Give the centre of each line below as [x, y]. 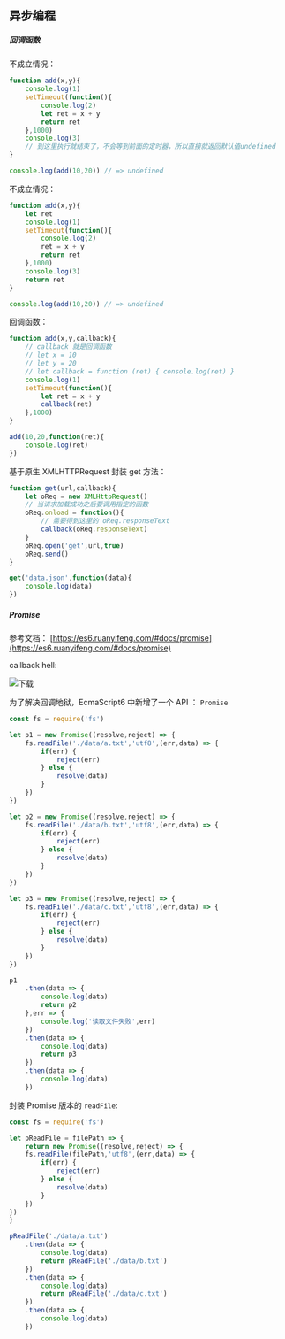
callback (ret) [67, 404]
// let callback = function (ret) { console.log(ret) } [130, 371]
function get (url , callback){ [63, 488]
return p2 [59, 1005]
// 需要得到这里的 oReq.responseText [105, 521]
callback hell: [33, 666]
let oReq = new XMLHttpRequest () [86, 496]
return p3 [59, 1054]
